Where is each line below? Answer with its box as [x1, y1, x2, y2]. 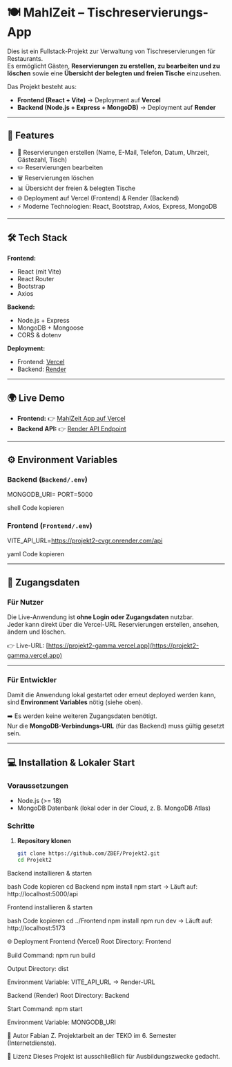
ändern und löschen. [7, 627, 66, 636]
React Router [17, 274, 55, 283]
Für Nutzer [7, 597, 43, 607]
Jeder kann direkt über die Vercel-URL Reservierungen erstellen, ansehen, [7, 621, 220, 629]
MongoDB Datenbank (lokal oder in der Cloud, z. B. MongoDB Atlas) [17, 804, 211, 812]
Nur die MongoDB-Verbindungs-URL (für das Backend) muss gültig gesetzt [7, 722, 224, 730]
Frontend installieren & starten [7, 903, 93, 912]
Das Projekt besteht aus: [7, 82, 77, 91]
